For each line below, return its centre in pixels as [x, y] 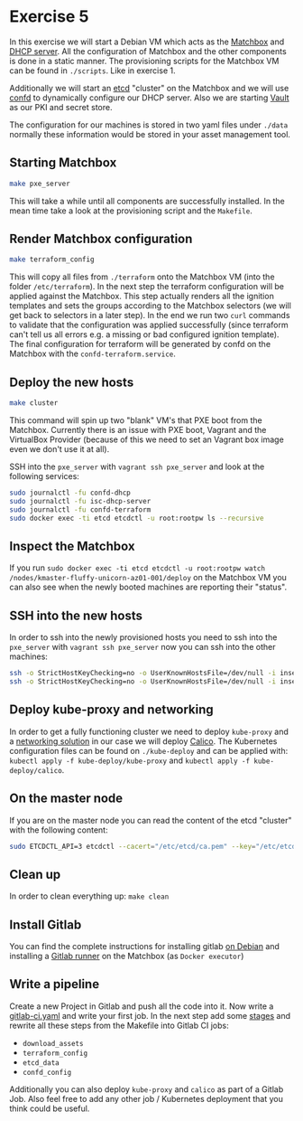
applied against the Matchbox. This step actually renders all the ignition [142, 297]
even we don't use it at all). [60, 449]
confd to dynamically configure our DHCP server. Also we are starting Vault [150, 98]
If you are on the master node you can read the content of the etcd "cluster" [151, 820]
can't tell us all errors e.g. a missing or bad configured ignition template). [144, 334]
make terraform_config [52, 259]
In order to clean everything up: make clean [89, 896]
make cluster [34, 403]
